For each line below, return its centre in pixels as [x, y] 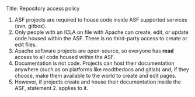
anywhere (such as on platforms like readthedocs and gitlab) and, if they [102, 69]
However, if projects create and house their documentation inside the [97, 82]
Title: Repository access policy [43, 8]
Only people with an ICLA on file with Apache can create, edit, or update [101, 32]
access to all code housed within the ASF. [65, 57]
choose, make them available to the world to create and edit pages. [95, 76]
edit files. [25, 44]
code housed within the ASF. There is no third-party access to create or [101, 38]
